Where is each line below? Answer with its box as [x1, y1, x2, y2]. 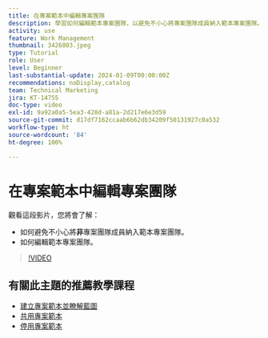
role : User [8, 57, 45, 65]
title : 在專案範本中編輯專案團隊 [8, 11, 106, 20]
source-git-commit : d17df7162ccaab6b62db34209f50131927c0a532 [8, 116, 220, 124]
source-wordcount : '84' [8, 131, 88, 139]
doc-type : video [8, 101, 62, 109]
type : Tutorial [8, 49, 59, 57]
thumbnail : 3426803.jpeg [8, 42, 91, 50]
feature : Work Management [8, 34, 94, 42]
